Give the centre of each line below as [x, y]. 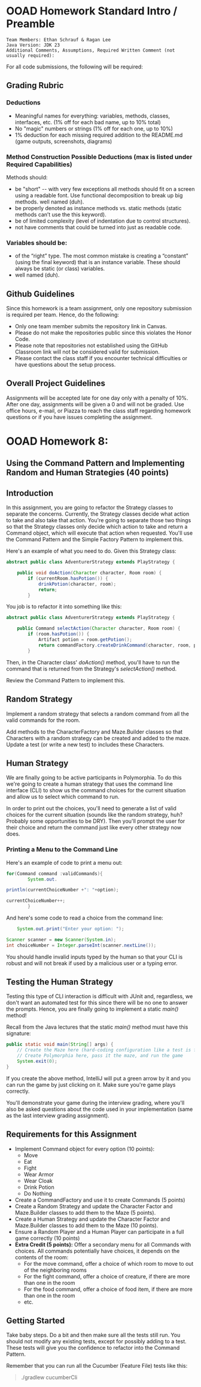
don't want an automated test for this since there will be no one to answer [97, 1003]
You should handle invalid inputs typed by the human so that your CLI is [95, 957]
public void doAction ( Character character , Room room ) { [89, 573]
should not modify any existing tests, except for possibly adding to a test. [96, 1341]
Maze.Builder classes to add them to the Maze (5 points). [85, 1212]
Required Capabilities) [39, 164]
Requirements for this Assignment [71, 1135]
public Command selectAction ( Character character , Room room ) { [99, 628]
